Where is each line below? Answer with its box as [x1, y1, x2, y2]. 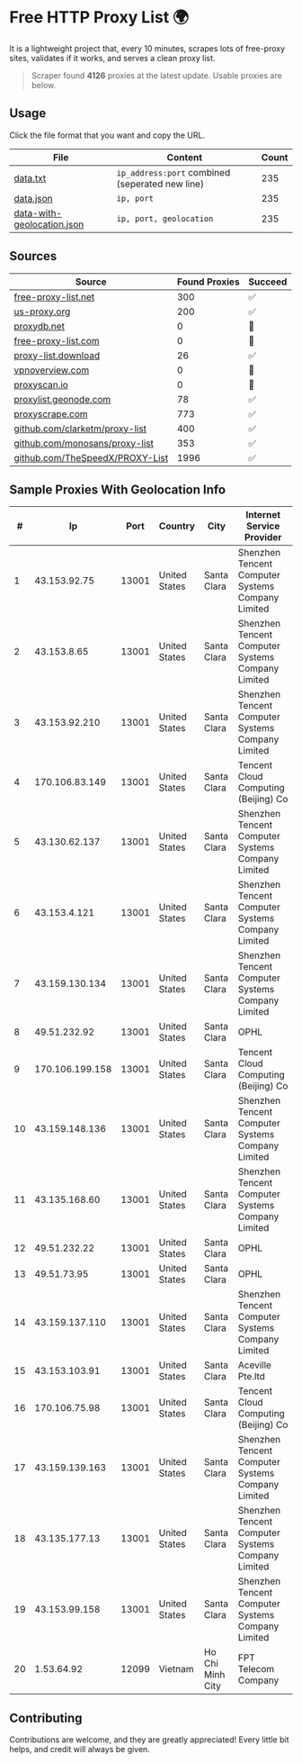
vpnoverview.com [13, 364, 90, 376]
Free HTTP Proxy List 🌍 [9, 7, 190, 28]
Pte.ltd [237, 1370, 265, 1383]
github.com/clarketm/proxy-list [13, 422, 147, 435]
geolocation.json [13, 218, 84, 231]
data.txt [13, 172, 47, 185]
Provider [244, 531, 282, 544]
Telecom [237, 1663, 275, 1676]
